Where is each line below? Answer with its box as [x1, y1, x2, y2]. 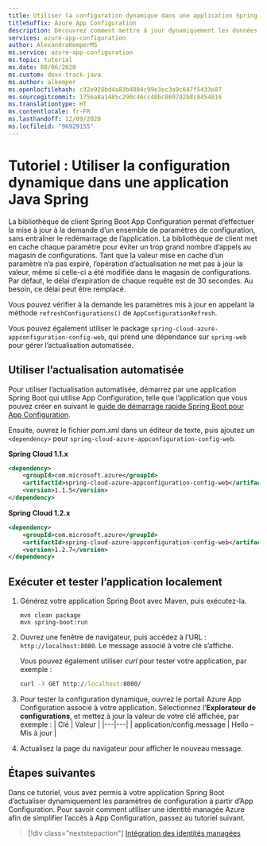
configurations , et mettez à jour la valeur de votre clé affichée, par [19, 711, 240, 720]
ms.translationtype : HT [8, 100, 87, 108]
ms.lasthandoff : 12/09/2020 [8, 115, 102, 123]
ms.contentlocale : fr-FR [8, 108, 91, 116]
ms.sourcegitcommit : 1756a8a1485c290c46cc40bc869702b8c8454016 [8, 93, 222, 101]
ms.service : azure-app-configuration [8, 48, 133, 56]
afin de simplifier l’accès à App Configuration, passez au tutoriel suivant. [8, 813, 246, 822]
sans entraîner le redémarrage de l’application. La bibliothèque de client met [8, 234, 257, 243]
